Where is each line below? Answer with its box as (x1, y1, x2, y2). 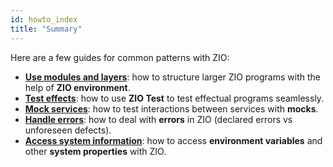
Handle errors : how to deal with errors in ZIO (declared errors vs (24, 113, 293, 125)
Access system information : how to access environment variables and (24, 134, 323, 146)
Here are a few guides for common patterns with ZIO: (10, 51, 230, 63)
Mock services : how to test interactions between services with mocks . (24, 102, 319, 115)
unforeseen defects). (24, 124, 112, 136)
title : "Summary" (10, 24, 83, 34)
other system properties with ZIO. (24, 145, 167, 157)
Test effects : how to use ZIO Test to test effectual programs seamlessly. (24, 92, 325, 104)
